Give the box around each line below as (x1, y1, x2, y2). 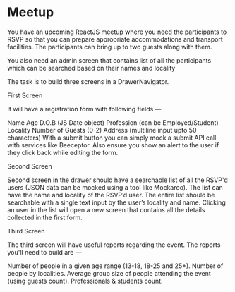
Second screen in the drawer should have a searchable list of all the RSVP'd (7, 176, 228, 184)
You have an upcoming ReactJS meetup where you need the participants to (7, 28, 227, 36)
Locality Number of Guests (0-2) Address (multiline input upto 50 (7, 126, 197, 134)
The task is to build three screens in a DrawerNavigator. (7, 77, 169, 85)
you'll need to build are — (7, 248, 83, 256)
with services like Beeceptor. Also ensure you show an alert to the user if (7, 140, 219, 149)
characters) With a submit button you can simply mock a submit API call (7, 133, 217, 142)
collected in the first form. (7, 213, 83, 221)
